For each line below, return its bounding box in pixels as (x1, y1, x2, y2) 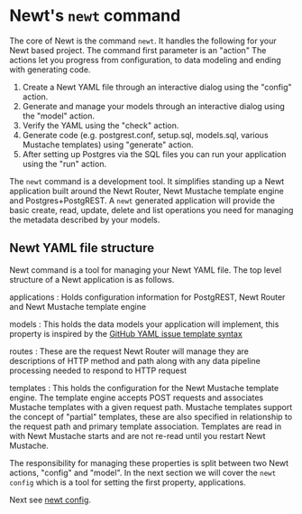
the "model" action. (22, 110, 96, 121)
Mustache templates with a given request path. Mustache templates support (9, 401, 293, 412)
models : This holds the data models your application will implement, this (9, 318, 279, 330)
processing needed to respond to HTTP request (9, 365, 188, 376)
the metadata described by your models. (9, 214, 160, 225)
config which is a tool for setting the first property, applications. (9, 476, 246, 488)
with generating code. (9, 64, 91, 75)
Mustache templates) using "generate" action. (22, 139, 194, 150)
